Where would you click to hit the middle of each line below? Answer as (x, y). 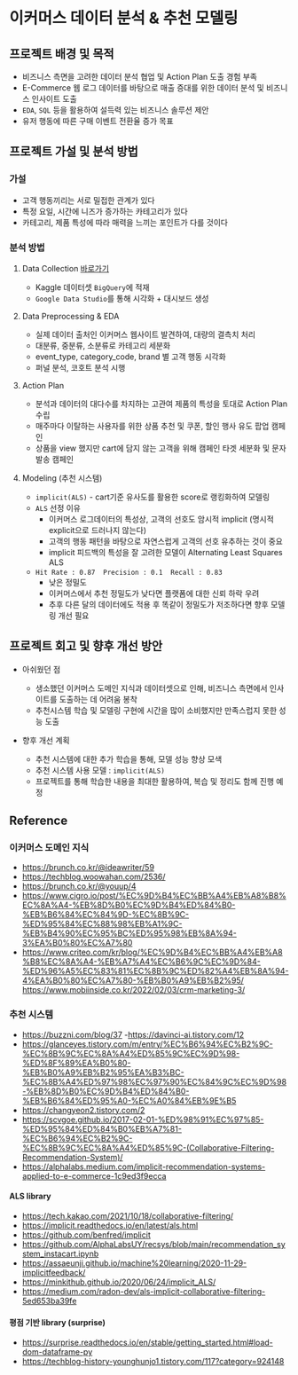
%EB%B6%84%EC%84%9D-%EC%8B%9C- (106, 915)
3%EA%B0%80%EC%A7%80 (77, 943)
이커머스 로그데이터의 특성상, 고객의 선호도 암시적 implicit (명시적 (161, 519)
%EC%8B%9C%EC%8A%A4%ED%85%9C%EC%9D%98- (131, 1053)
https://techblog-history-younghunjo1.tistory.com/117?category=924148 (153, 1362)
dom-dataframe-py (57, 1352)
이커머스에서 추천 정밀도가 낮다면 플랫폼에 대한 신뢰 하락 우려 (154, 593)
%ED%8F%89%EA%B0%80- (76, 1063)
